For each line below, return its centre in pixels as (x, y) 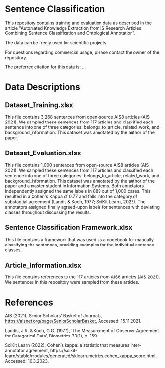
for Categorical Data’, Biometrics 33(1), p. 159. (51, 336)
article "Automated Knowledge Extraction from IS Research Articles (73, 28)
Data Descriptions (43, 87)
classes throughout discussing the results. (48, 212)
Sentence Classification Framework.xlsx (69, 228)
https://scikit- (64, 351)
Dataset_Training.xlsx (39, 105)
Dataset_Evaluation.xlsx (43, 153)
